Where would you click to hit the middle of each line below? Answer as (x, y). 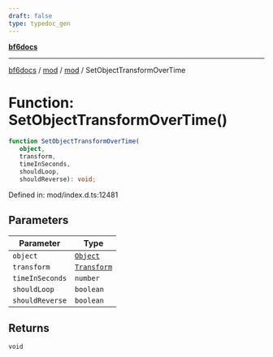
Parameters (39, 220)
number (87, 278)
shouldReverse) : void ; (57, 179)
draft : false (30, 16)
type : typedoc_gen (39, 24)
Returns (29, 328)
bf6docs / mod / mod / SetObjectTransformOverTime (97, 70)
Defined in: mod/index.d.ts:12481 (63, 195)
